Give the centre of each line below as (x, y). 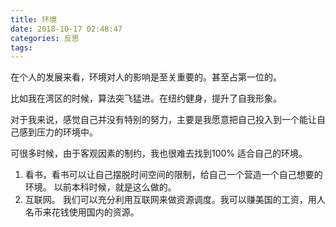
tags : (21, 47)
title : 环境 (33, 19)
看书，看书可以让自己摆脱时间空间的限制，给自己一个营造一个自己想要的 (173, 175)
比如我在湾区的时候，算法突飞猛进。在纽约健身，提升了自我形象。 (146, 98)
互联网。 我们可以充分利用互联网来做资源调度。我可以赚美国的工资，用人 (175, 200)
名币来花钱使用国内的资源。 (82, 212)
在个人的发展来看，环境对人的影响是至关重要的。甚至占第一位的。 (146, 77)
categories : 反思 (45, 38)
